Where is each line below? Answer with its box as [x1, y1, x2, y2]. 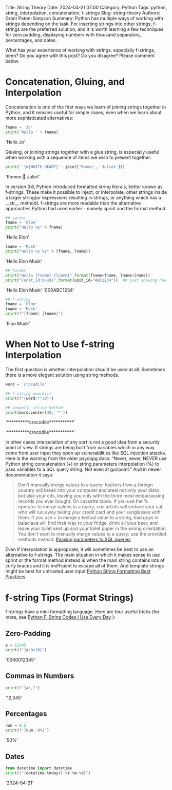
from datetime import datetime [5, 765, 72, 770]
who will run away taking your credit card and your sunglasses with [17, 509, 161, 516]
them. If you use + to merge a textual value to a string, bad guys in [17, 515, 159, 521]
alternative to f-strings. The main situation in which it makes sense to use [5, 552, 160, 558]
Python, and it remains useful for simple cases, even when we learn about [5, 109, 162, 115]
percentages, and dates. [5, 37, 57, 43]
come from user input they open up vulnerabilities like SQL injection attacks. [5, 450, 167, 456]
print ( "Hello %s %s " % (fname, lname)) [5, 249, 91, 254]
